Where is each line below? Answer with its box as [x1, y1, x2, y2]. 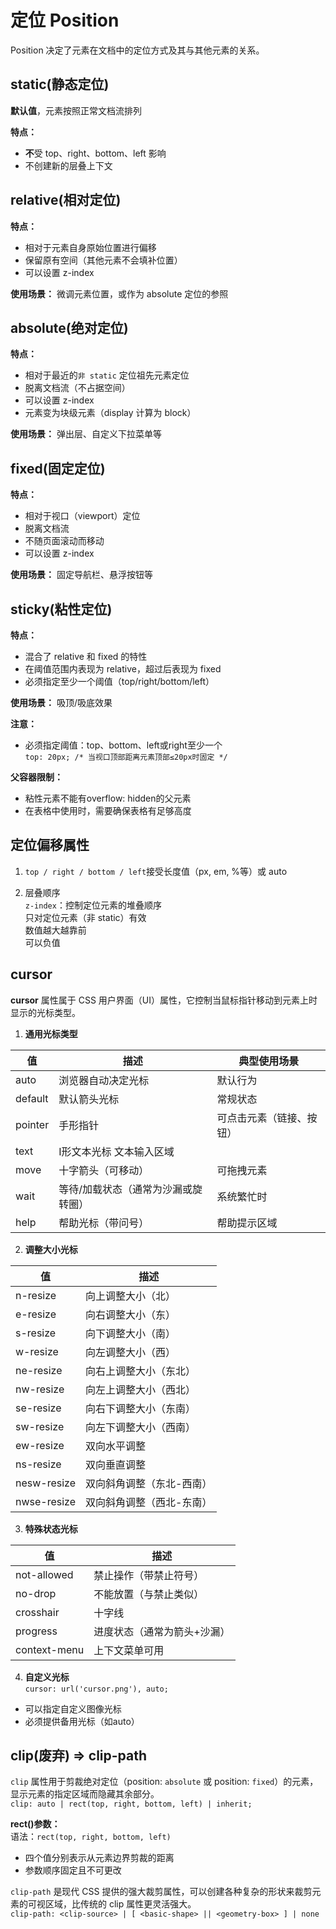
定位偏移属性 [10, 837, 90, 854]
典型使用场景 [238, 1054, 300, 1068]
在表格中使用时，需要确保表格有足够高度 [24, 805, 192, 816]
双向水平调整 [85, 1439, 147, 1453]
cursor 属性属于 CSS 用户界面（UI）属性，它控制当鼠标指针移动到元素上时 [10, 994, 318, 1006]
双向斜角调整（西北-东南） [85, 1495, 213, 1509]
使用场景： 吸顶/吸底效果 [10, 697, 113, 708]
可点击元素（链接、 [216, 1111, 308, 1125]
